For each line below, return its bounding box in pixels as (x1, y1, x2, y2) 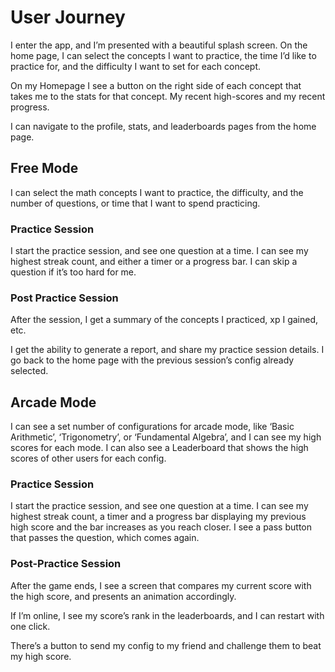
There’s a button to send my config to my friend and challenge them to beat (10, 639, 322, 651)
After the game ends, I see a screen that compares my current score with (10, 579, 312, 591)
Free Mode (10, 160, 79, 177)
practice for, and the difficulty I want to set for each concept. (10, 60, 262, 72)
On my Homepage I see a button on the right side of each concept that (10, 79, 302, 91)
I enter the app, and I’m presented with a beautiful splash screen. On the (10, 39, 308, 51)
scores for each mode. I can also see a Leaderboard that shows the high (10, 442, 309, 454)
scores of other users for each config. (10, 452, 167, 465)
